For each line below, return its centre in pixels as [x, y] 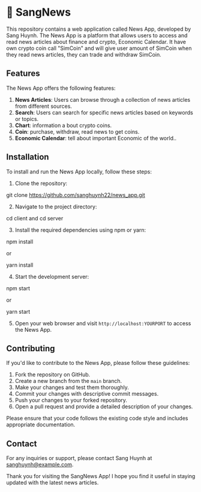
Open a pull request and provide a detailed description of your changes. [104, 406]
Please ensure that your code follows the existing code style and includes [97, 419]
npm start [18, 288]
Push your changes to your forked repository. [71, 400]
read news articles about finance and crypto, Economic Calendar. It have [96, 42]
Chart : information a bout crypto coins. [63, 125]
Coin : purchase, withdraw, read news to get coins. [77, 131]
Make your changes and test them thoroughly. [72, 387]
